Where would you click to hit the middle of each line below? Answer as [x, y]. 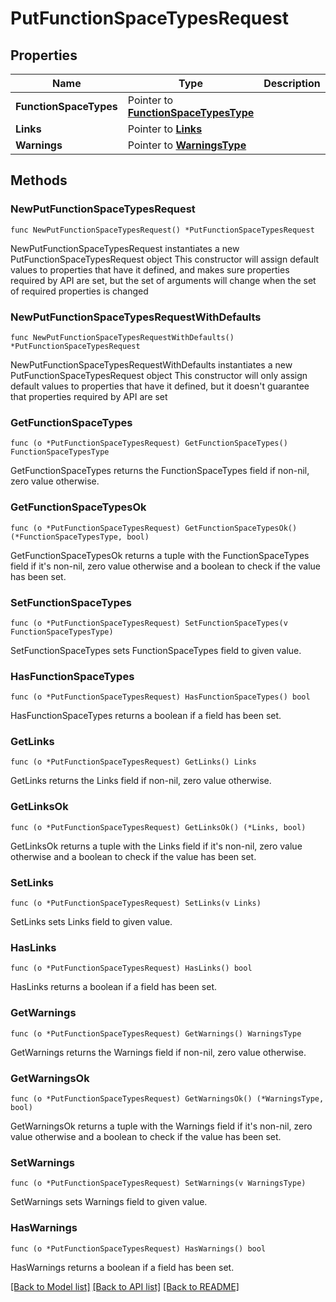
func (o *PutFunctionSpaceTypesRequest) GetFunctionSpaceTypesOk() [154, 528]
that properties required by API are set [89, 396]
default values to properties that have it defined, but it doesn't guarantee [160, 386]
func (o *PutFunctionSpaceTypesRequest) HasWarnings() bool [138, 1248]
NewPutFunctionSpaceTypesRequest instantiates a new [125, 248]
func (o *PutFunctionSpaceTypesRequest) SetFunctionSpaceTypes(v [149, 623]
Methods [39, 180]
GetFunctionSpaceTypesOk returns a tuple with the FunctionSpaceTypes [160, 555]
